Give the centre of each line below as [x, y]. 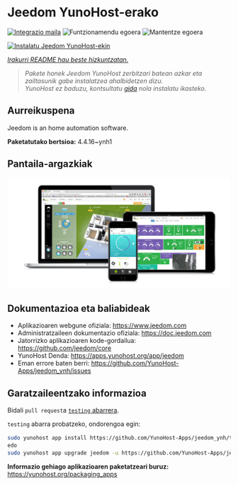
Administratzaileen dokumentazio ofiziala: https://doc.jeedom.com [114, 333]
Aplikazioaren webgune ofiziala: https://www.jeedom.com [102, 326]
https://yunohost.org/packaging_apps [62, 474]
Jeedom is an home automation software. [68, 128]
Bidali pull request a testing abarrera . [63, 410]
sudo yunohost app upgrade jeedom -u [63, 453]
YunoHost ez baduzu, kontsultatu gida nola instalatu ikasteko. [115, 88]
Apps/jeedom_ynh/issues [54, 371]
